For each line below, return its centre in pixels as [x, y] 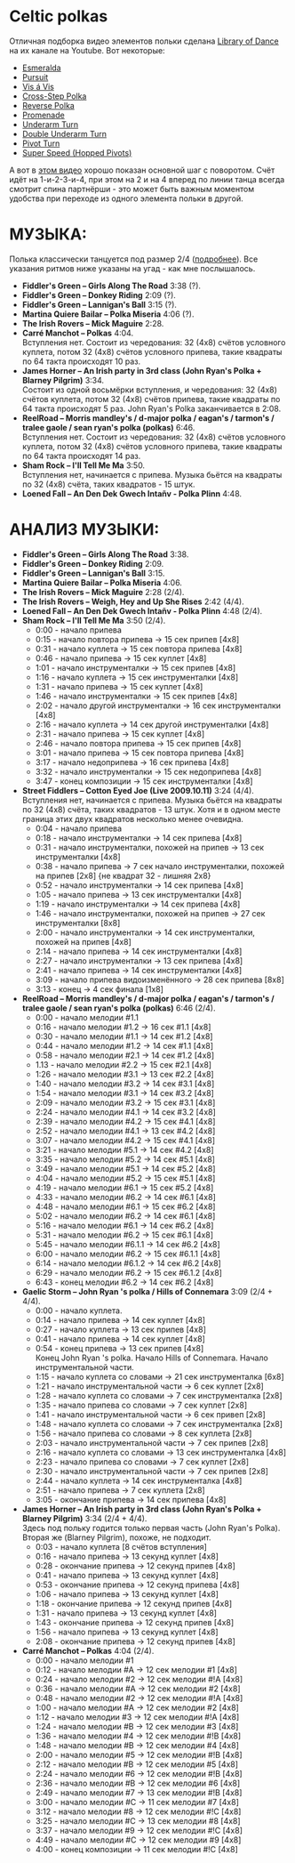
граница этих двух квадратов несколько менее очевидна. [133, 819]
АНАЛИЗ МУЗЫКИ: [84, 530]
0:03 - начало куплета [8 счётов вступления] [121, 1546]
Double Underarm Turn [64, 133]
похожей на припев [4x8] [83, 941]
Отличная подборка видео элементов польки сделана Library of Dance [144, 41]
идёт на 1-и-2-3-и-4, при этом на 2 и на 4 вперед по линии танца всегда [147, 179]
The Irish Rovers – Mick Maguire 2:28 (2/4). [103, 592]
